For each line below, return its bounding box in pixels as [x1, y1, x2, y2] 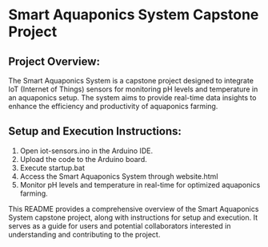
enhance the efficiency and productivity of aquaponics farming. [8, 102, 218, 111]
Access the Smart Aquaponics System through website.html [19, 171, 218, 181]
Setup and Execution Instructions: [8, 124, 182, 138]
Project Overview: [8, 55, 100, 68]
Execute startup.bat [19, 163, 86, 172]
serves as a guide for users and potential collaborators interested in [8, 221, 231, 230]
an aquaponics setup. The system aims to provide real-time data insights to [8, 93, 257, 102]
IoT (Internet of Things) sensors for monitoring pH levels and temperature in [8, 84, 258, 94]
